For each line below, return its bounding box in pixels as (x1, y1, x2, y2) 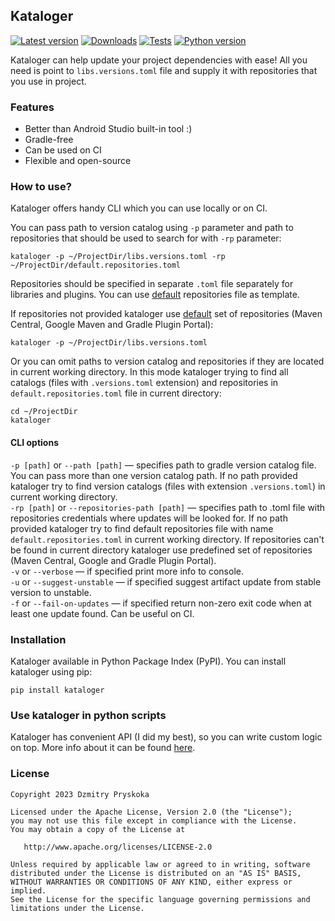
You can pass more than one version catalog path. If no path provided (10, 469, 298, 481)
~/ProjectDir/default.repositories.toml (10, 260, 182, 271)
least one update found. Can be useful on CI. (10, 607, 195, 619)
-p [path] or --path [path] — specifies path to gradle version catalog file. (10, 459, 317, 471)
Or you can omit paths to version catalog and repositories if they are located (10, 355, 325, 368)
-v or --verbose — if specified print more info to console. (10, 565, 244, 577)
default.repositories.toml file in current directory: (10, 387, 222, 399)
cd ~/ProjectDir (10, 407, 78, 417)
